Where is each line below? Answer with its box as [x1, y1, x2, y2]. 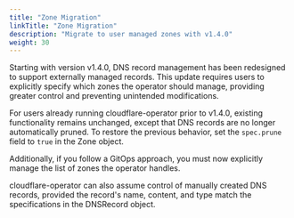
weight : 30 [9, 37, 50, 47]
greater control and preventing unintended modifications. [9, 91, 220, 101]
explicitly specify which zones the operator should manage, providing [9, 81, 265, 92]
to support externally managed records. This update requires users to [9, 72, 265, 83]
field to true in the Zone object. [9, 136, 125, 147]
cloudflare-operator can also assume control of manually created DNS [9, 180, 267, 191]
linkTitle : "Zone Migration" [9, 21, 118, 30]
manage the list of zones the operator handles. [9, 163, 181, 174]
